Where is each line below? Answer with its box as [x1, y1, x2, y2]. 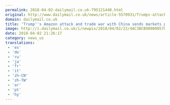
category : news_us [5, 36, 44, 41]
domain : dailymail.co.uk [5, 17, 58, 22]
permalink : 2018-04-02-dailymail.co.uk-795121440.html [5, 7, 123, 13]
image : [5, 26, 19, 31]
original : [5, 12, 26, 17]
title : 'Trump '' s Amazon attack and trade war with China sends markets [5, 21, 162, 27]
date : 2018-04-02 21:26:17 [5, 31, 62, 36]
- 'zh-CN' [7, 73, 28, 78]
